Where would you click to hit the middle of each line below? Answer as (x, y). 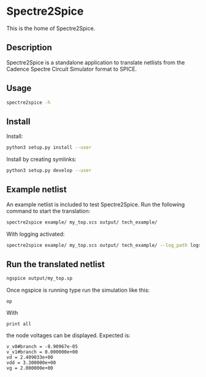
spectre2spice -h (29, 103)
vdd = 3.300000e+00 (31, 363)
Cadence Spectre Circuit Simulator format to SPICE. (72, 69)
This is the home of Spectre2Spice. (51, 28)
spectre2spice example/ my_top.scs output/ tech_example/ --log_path (97, 245)
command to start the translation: (48, 211)
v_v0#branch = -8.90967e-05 (42, 347)
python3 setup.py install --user (49, 148)
